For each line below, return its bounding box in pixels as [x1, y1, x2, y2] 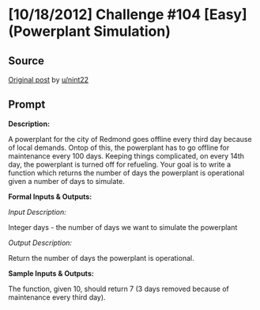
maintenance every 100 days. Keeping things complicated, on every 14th [8, 151, 245, 160]
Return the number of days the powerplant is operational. [8, 253, 195, 262]
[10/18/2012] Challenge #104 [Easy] [8, 6, 247, 24]
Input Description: [8, 207, 67, 216]
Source [8, 54, 45, 67]
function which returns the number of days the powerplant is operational [8, 168, 245, 178]
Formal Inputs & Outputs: [8, 192, 92, 201]
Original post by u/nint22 [8, 75, 89, 84]
